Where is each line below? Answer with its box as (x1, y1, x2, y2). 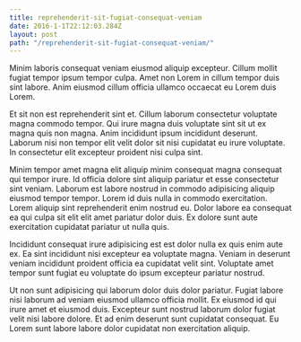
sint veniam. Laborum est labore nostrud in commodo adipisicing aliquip (9, 183, 275, 194)
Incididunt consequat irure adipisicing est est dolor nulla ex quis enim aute (9, 239, 284, 250)
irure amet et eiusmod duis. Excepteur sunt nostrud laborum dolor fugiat (9, 304, 276, 315)
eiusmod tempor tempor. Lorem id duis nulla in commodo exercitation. (9, 193, 268, 204)
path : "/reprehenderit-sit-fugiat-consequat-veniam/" (9, 38, 215, 48)
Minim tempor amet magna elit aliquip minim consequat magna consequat (9, 164, 282, 175)
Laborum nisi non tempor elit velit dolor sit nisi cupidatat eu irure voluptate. (9, 137, 286, 148)
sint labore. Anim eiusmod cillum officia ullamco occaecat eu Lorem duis (9, 82, 277, 92)
